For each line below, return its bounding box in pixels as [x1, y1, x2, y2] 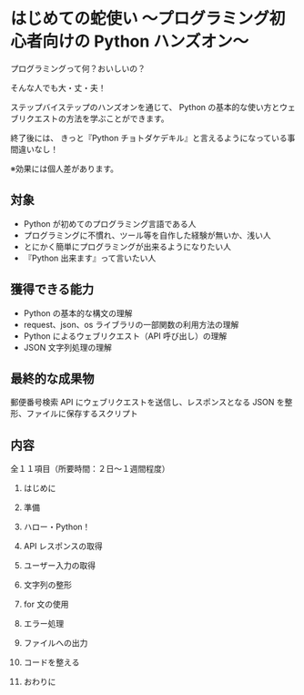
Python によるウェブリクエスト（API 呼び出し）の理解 [23, 330, 228, 342]
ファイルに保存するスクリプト [25, 408, 138, 419]
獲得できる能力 [10, 281, 95, 297]
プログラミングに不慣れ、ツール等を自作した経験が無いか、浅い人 [23, 230, 271, 240]
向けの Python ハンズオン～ [42, 31, 249, 52]
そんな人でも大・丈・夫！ [10, 82, 106, 93]
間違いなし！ [10, 143, 58, 155]
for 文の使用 [23, 598, 69, 610]
